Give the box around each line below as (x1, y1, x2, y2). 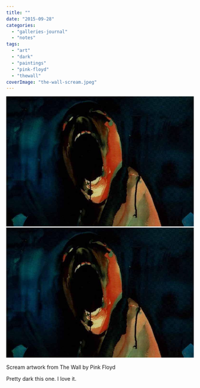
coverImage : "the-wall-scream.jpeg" (6, 79, 97, 85)
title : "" (6, 10, 31, 16)
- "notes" (11, 35, 36, 41)
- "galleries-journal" (11, 29, 68, 35)
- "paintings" (11, 60, 46, 66)
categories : (6, 22, 36, 28)
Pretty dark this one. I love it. (6, 375, 77, 383)
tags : (6, 41, 20, 47)
